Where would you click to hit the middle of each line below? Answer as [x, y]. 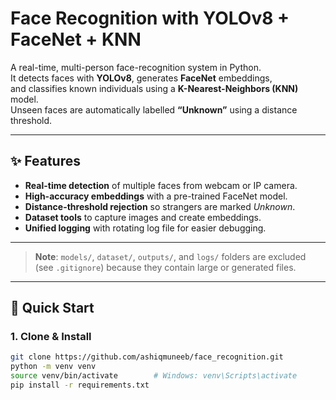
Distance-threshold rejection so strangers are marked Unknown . [160, 206]
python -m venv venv [53, 367]
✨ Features [45, 161]
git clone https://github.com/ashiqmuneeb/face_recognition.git [147, 357]
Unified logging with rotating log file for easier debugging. [145, 228]
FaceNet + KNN [76, 39]
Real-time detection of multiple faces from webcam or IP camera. [161, 185]
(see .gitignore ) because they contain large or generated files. [165, 267]
